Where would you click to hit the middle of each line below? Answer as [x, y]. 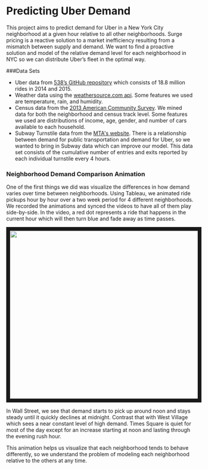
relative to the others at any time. [47, 460]
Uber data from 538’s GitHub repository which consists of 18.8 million [100, 82]
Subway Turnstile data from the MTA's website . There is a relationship [100, 133]
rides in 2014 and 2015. [43, 88]
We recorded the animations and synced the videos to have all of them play [99, 206]
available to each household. [50, 127]
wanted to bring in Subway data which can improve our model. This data [104, 146]
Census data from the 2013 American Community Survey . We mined [98, 107]
